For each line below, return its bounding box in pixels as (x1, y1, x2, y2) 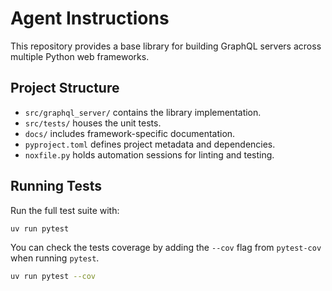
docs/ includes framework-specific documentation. (24, 127, 236, 139)
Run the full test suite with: (10, 204, 120, 216)
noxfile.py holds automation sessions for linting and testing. (24, 148, 275, 161)
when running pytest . (10, 252, 100, 264)
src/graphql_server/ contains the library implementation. (24, 106, 262, 118)
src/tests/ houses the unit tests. (24, 117, 162, 129)
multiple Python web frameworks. (10, 50, 150, 62)
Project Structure (10, 80, 120, 97)
